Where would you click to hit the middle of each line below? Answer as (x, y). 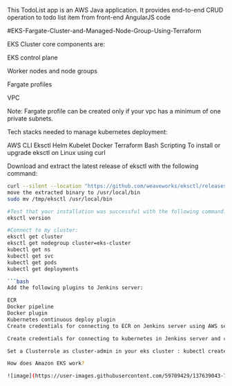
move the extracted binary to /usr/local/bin (74, 192)
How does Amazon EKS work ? (46, 364)
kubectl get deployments (43, 269)
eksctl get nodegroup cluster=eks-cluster (69, 243)
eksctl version (29, 218)
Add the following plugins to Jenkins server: (75, 288)
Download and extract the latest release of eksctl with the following (103, 166)
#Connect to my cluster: (43, 230)
